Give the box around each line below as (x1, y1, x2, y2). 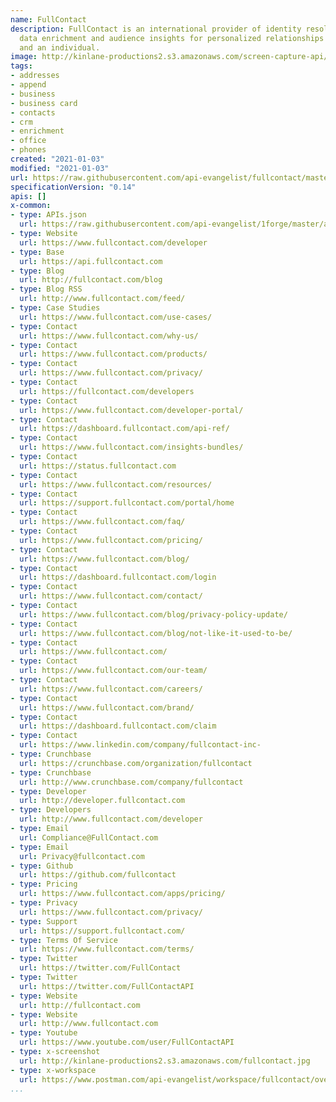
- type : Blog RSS (10, 284, 83, 295)
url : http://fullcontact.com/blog (19, 275, 163, 285)
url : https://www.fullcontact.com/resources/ (19, 479, 213, 490)
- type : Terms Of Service (10, 935, 118, 945)
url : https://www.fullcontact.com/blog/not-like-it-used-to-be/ (19, 628, 293, 638)
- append (10, 80, 47, 90)
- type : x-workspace (10, 1065, 97, 1075)
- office (10, 136, 47, 146)
